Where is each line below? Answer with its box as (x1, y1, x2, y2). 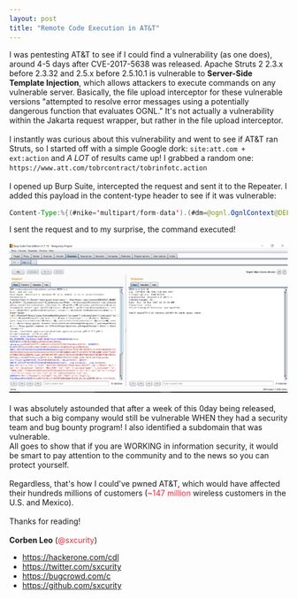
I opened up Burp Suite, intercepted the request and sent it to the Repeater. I (9, 180, 287, 191)
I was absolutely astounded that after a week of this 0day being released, (9, 403, 277, 413)
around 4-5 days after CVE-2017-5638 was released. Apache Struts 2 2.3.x (9, 58, 284, 69)
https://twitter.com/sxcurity (21, 561, 122, 572)
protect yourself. (9, 459, 70, 470)
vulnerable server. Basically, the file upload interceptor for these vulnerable (9, 87, 283, 97)
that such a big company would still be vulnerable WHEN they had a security (9, 412, 288, 423)
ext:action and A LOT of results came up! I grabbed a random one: (9, 152, 254, 163)
